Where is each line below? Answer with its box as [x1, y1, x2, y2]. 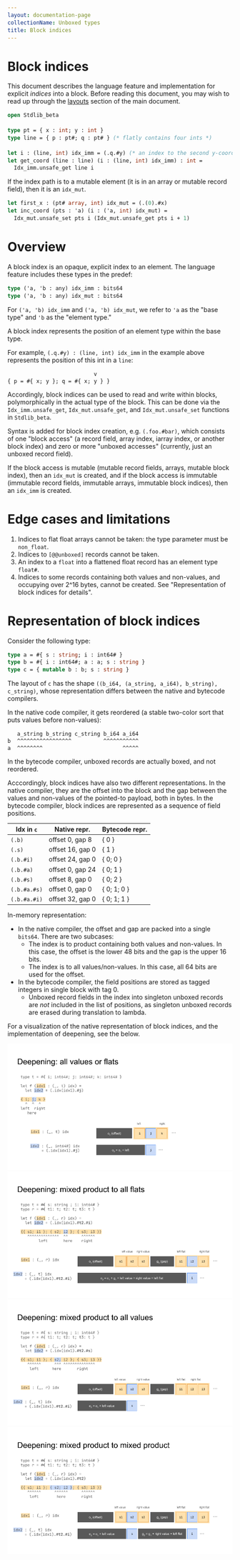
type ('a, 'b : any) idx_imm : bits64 [7, 284, 123, 292]
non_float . [17, 542, 49, 551]
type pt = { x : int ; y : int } [7, 127, 104, 134]
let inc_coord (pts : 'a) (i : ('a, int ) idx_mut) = [7, 207, 168, 214]
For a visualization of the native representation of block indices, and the [7, 1021, 219, 1030]
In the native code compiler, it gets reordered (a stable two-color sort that [7, 708, 224, 717]
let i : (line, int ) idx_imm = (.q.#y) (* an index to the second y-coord [7, 149, 235, 156]
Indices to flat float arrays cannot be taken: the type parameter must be [17, 534, 229, 543]
